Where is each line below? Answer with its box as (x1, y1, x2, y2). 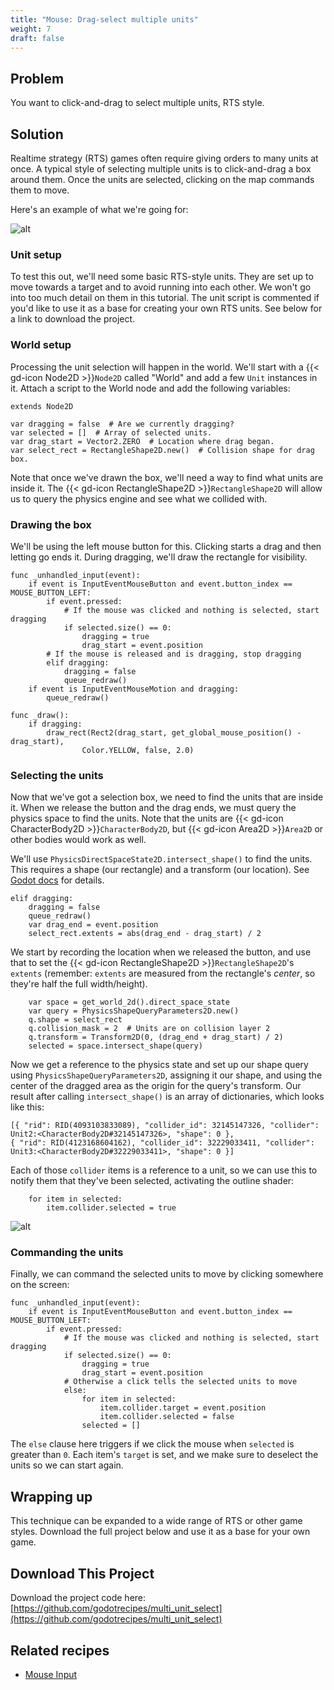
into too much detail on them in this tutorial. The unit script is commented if (10, 292, 320, 304)
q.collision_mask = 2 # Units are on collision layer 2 (28, 1024, 271, 1034)
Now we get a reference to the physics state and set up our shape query (10, 1059, 309, 1071)
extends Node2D (10, 401, 74, 411)
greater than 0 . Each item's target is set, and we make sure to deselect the (10, 1449, 319, 1461)
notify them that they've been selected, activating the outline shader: (10, 1175, 295, 1187)
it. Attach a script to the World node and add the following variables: (10, 382, 291, 394)
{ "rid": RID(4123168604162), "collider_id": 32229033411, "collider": (10, 1138, 315, 1148)
